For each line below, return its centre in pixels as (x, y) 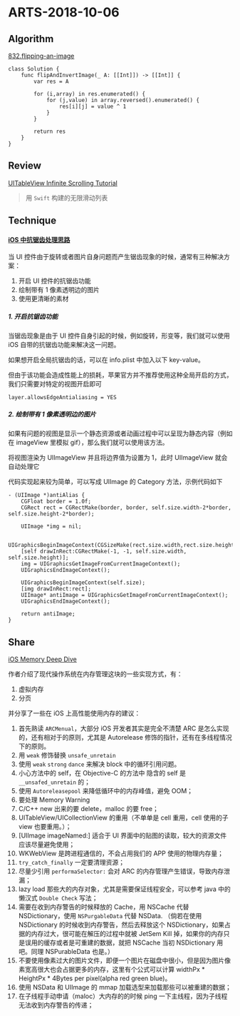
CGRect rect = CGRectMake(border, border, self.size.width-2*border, (126, 508)
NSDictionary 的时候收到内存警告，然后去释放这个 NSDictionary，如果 (121, 925)
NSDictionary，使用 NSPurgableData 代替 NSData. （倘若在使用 (110, 916)
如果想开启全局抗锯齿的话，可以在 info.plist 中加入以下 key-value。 (106, 360)
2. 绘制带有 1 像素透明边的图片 (52, 414)
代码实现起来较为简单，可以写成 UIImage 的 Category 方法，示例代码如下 (115, 482)
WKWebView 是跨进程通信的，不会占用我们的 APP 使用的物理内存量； (121, 853)
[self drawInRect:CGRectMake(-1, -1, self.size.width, (104, 552)
